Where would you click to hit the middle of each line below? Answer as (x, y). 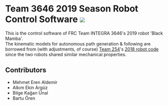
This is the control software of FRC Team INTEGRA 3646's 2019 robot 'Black (84, 33)
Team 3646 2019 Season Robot (72, 9)
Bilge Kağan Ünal (30, 92)
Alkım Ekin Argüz (30, 87)
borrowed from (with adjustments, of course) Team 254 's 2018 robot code (82, 49)
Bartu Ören (24, 98)
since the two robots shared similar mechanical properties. (66, 54)
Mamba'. (14, 38)
